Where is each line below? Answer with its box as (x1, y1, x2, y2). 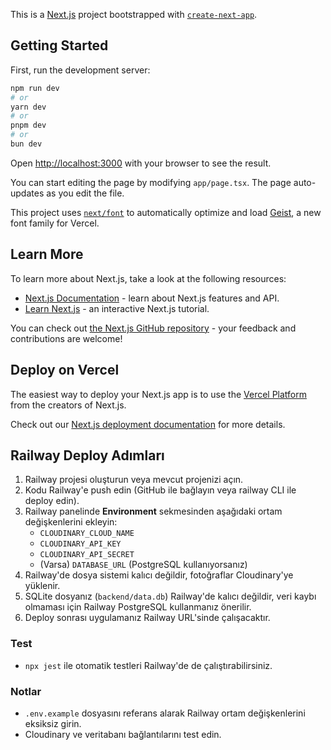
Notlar (10, 684, 42, 698)
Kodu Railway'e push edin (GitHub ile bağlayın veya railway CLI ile (24, 484, 297, 496)
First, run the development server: (10, 64, 151, 76)
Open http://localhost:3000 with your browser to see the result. (10, 157, 272, 169)
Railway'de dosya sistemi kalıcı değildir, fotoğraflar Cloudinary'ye (24, 569, 294, 581)
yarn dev (10, 102, 47, 112)
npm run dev (10, 83, 60, 93)
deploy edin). (24, 495, 80, 507)
